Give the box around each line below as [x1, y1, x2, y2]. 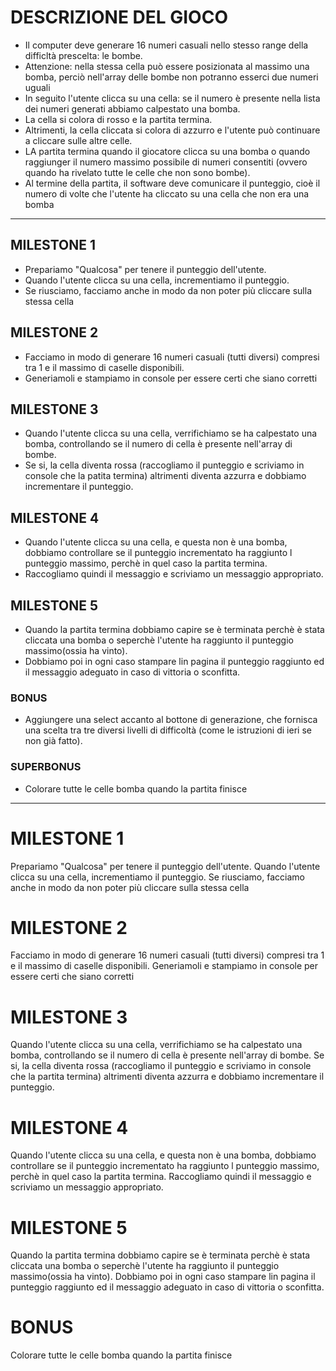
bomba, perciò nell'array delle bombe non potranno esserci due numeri [24, 71, 319, 83]
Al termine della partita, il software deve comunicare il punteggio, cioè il [24, 177, 321, 189]
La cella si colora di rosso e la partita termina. [24, 113, 213, 125]
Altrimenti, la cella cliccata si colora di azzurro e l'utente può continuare [24, 124, 321, 136]
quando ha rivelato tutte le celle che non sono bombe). [24, 166, 251, 178]
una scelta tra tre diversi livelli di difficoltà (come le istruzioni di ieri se [24, 724, 312, 736]
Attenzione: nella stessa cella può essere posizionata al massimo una [24, 60, 310, 72]
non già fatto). [24, 735, 83, 747]
